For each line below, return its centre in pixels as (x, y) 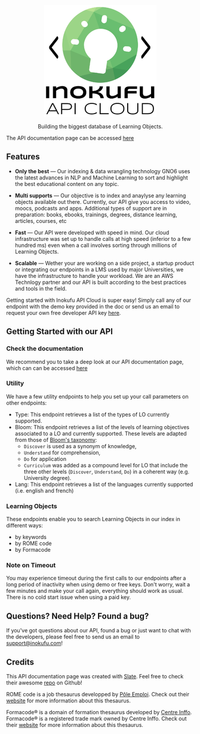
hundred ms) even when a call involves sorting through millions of (96, 245)
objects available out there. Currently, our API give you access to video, (103, 201)
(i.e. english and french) (44, 490)
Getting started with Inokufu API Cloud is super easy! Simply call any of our (99, 300)
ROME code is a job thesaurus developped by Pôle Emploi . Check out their (98, 695)
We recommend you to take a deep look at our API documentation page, (95, 362)
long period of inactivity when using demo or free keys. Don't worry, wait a (98, 585)
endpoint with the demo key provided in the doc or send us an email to (93, 306)
